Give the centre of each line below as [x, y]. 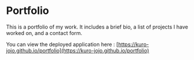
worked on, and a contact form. [44, 33]
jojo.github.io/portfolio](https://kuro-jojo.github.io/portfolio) [78, 50]
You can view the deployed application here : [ [62, 44]
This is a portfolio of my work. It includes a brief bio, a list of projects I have [97, 27]
